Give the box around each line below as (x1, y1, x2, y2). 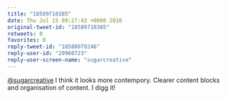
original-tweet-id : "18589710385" (7, 23, 110, 30)
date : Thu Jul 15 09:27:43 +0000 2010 (7, 17, 122, 24)
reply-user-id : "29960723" (7, 50, 88, 57)
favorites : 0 (7, 37, 46, 44)
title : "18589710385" (7, 10, 72, 18)
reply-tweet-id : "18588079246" (7, 43, 100, 50)
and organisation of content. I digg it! (7, 83, 116, 92)
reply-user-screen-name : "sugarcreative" (7, 57, 132, 64)
